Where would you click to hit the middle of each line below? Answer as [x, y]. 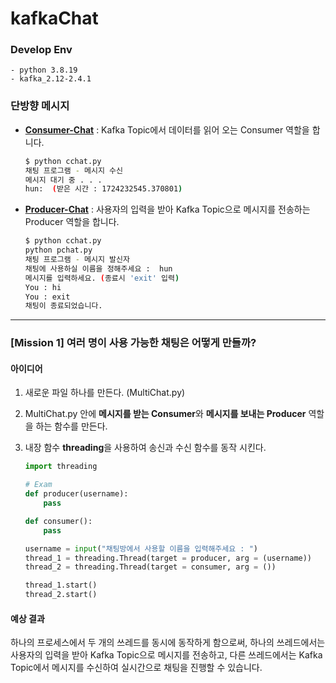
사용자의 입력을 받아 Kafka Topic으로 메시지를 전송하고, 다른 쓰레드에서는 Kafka [166, 655]
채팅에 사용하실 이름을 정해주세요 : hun [98, 268]
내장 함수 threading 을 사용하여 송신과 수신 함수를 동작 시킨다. [145, 448]
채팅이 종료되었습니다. [63, 306]
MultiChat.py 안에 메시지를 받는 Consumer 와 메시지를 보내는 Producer [165, 414]
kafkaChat [54, 18]
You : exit [47, 297]
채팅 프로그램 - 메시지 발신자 [77, 260]
